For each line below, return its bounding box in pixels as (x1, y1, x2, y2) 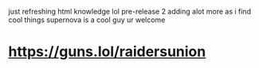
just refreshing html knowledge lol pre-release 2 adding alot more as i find (8, 7, 251, 16)
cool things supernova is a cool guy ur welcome (8, 15, 166, 25)
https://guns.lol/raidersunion (8, 43, 206, 61)
